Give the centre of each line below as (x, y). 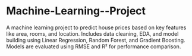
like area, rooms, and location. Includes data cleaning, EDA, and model (92, 33)
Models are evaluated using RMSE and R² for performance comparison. (94, 46)
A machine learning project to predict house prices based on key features (96, 27)
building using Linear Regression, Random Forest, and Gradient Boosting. (96, 40)
